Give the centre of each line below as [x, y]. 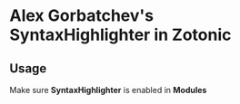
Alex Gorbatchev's [82, 16]
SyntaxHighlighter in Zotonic [120, 35]
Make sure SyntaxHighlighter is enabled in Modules [108, 90]
